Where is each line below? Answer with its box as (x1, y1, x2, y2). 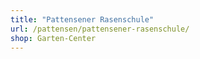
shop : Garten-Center (10, 33, 97, 43)
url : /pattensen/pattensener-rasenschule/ (10, 24, 190, 34)
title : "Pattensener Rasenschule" (10, 14, 155, 25)
